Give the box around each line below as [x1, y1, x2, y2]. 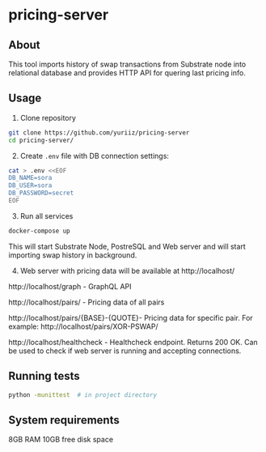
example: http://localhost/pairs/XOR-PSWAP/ [8, 322, 159, 331]
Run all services [19, 211, 74, 220]
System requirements [8, 413, 120, 427]
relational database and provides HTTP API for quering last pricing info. [8, 68, 247, 78]
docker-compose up [8, 227, 70, 235]
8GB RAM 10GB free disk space [8, 435, 114, 445]
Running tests [8, 369, 81, 383]
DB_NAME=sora [8, 174, 53, 182]
